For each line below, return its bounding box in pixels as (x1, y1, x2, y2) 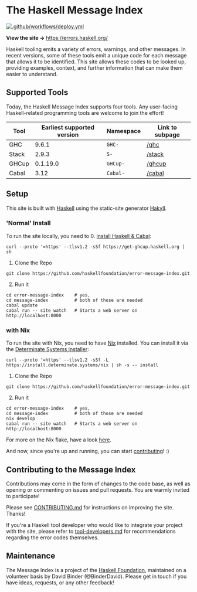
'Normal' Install (6, 219, 51, 227)
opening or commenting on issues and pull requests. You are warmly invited (6, 486, 189, 493)
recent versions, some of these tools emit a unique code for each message (6, 52, 187, 59)
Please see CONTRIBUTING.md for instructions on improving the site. (6, 503, 174, 511)
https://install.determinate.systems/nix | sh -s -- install (6, 362, 159, 368)
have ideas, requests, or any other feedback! (6, 579, 114, 586)
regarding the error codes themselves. (6, 534, 99, 541)
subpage (154, 130, 180, 138)
